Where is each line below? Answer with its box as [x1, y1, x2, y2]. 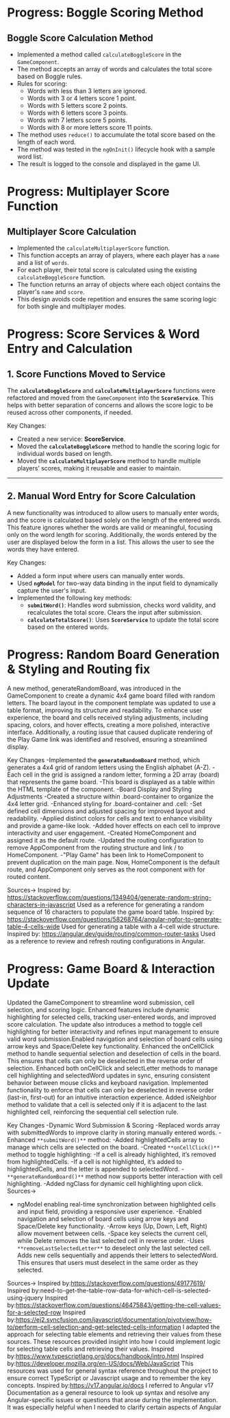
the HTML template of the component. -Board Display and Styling [7, 785, 192, 793]
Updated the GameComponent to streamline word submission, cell [7, 998, 195, 1007]
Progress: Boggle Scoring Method [7, 5, 204, 21]
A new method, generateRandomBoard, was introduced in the [7, 684, 181, 692]
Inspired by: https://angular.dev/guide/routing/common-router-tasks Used [7, 929, 216, 938]
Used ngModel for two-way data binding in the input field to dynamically [16, 579, 218, 587]
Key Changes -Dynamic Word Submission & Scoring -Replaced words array [7, 1121, 220, 1129]
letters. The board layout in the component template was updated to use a [7, 698, 216, 707]
